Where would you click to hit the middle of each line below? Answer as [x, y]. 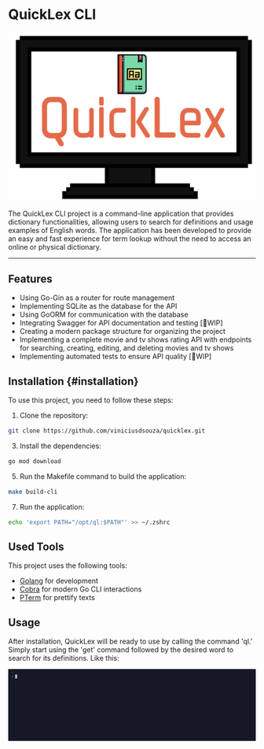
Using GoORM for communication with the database [104, 315]
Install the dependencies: [60, 446]
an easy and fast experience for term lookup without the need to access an [130, 239]
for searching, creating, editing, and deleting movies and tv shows [126, 348]
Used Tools [36, 547]
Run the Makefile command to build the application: [103, 476]
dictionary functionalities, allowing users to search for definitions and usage [131, 221]
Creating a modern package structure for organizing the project [123, 332]
